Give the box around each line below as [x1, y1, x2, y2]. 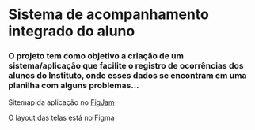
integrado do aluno [8, 22, 135, 40]
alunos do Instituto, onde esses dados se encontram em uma [8, 70, 247, 81]
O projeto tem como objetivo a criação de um [8, 50, 185, 61]
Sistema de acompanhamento [8, 6, 210, 24]
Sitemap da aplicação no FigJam [8, 98, 115, 107]
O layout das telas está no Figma [8, 113, 115, 123]
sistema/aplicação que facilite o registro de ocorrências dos [8, 61, 244, 72]
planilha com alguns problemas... [8, 80, 140, 91]
